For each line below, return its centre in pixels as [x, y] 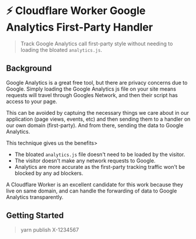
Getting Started [35, 216]
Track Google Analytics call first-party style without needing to [97, 44]
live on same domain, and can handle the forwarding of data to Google [92, 191]
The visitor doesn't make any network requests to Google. [85, 160]
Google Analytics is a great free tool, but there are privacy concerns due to [97, 82]
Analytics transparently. [35, 197]
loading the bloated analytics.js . [61, 49]
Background [29, 69]
